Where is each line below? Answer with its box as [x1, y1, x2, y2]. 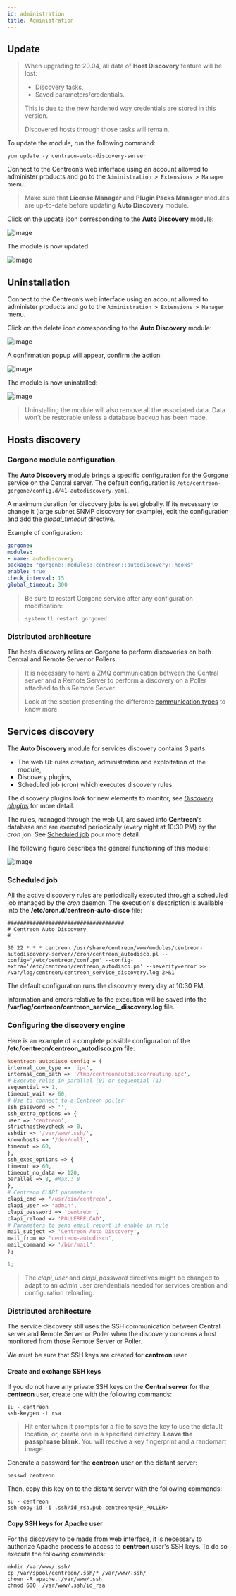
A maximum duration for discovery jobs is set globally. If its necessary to [7, 499, 218, 508]
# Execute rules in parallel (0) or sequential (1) [7, 1077, 162, 1084]
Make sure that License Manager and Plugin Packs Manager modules [24, 193, 230, 202]
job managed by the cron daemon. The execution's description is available [7, 899, 224, 907]
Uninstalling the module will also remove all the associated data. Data [24, 406, 226, 414]
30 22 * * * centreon [7, 944, 71, 952]
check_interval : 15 [7, 575, 65, 582]
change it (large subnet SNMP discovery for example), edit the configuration [7, 507, 229, 515]
